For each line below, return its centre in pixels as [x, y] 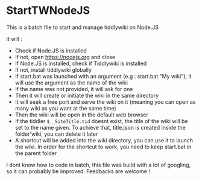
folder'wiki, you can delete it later [56, 134]
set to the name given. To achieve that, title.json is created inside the [100, 127]
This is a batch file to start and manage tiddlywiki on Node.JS [82, 27]
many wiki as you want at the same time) [65, 108]
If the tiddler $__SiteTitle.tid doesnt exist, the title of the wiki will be [101, 121]
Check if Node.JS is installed [51, 50]
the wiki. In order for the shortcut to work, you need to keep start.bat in [103, 147]
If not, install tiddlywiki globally [53, 69]
